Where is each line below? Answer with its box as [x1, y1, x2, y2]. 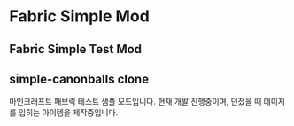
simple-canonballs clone [9, 71, 149, 86]
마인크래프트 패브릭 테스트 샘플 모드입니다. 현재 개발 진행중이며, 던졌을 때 [9, 96, 262, 107]
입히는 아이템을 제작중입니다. [18, 107, 119, 118]
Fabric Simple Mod [9, 6, 151, 27]
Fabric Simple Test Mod [9, 42, 143, 57]
